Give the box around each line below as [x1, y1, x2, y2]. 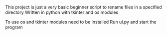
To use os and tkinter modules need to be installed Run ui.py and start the [5, 19, 157, 25]
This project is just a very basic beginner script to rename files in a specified [5, 4, 162, 10]
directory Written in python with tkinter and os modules [5, 9, 119, 15]
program [5, 24, 23, 30]
